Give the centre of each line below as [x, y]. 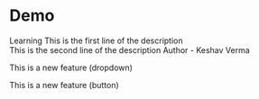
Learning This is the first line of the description [96, 40]
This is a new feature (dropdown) [71, 67]
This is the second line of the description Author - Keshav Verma [129, 49]
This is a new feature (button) [64, 85]
